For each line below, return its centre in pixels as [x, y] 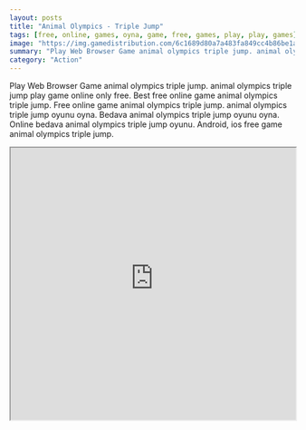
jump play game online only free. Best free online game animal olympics [143, 95]
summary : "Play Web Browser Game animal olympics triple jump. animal [145, 52]
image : [22, 43]
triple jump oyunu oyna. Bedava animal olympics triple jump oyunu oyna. [144, 115]
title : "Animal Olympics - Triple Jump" [87, 26]
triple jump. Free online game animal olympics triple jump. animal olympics [148, 105]
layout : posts [36, 18]
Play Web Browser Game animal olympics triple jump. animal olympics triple [151, 86]
